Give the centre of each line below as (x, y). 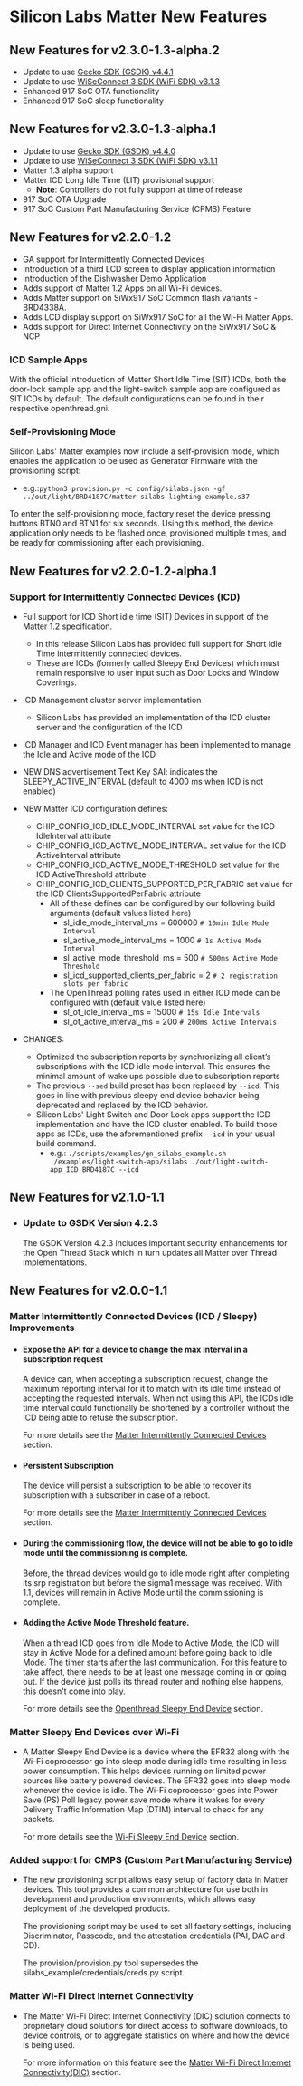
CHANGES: (43, 1038)
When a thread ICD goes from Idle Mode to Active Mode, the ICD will (150, 1643)
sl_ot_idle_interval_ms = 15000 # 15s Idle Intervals (161, 1011)
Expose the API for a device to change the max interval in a (135, 1349)
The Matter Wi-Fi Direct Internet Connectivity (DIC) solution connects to (156, 2016)
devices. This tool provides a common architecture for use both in (145, 1889)
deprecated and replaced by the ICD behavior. (122, 1105)
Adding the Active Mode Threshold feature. (106, 1623)
